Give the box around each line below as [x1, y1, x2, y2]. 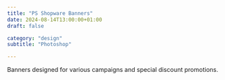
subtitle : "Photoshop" [7, 41, 72, 48]
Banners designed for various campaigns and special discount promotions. [7, 66, 219, 74]
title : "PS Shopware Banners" [7, 9, 94, 17]
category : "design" [7, 35, 63, 41]
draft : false [7, 22, 44, 29]
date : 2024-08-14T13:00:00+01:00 [7, 16, 103, 23]
